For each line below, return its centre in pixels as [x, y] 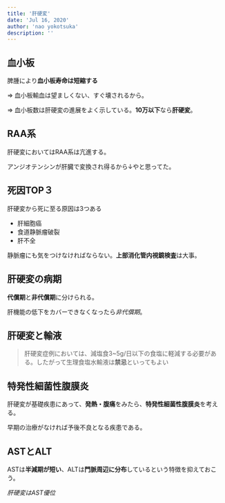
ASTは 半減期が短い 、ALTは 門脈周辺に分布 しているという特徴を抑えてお [109, 469]
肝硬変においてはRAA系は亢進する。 [59, 152]
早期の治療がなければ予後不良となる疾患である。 [77, 428]
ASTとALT [30, 451]
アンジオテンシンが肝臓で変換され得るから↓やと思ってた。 [91, 166]
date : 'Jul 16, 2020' [38, 20]
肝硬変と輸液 [35, 335]
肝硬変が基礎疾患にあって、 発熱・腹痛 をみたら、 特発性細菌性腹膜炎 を [107, 404]
